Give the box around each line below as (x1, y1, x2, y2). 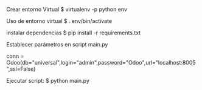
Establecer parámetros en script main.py (6, 41, 108, 48)
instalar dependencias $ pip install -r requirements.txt (6, 29, 141, 36)
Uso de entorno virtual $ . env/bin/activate (6, 18, 113, 24)
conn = (6, 53, 24, 60)
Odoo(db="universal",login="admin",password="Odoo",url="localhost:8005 (6, 59, 196, 66)
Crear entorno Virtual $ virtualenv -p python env (6, 6, 128, 13)
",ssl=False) (6, 65, 36, 72)
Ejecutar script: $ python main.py (6, 77, 90, 84)
